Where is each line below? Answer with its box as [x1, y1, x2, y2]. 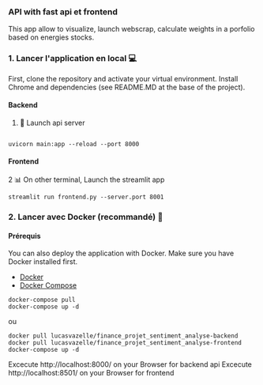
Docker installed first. [8, 257, 78, 266]
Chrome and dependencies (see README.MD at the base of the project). [8, 82, 246, 92]
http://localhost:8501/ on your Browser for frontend [8, 368, 175, 378]
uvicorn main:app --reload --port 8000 [8, 140, 140, 148]
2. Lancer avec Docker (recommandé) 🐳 [8, 211, 163, 222]
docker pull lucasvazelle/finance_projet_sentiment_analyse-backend [8, 332, 239, 340]
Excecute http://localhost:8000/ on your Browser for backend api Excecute [8, 360, 253, 369]
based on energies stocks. [8, 32, 95, 42]
